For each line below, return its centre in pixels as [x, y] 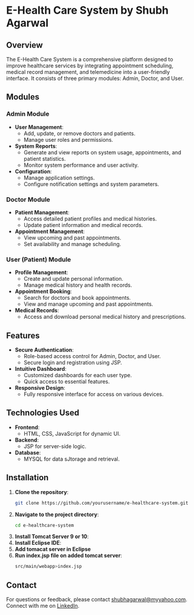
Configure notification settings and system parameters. [91, 184]
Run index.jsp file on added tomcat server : [68, 555]
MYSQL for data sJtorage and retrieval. [72, 459]
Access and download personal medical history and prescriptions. [105, 317]
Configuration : [33, 171]
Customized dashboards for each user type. [78, 375]
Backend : [27, 440]
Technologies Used [43, 413]
